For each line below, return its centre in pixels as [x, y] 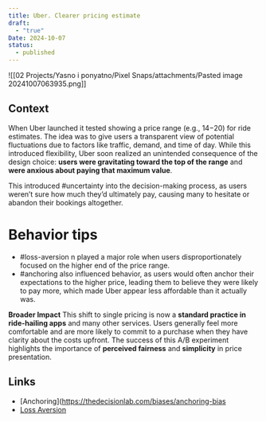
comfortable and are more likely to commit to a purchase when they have [128, 331]
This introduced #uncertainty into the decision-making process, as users [128, 186]
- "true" [30, 30]
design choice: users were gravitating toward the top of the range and [125, 162]
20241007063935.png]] [47, 84]
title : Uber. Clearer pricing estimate [74, 16]
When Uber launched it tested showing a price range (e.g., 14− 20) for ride [129, 127]
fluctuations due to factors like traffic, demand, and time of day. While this [129, 145]
